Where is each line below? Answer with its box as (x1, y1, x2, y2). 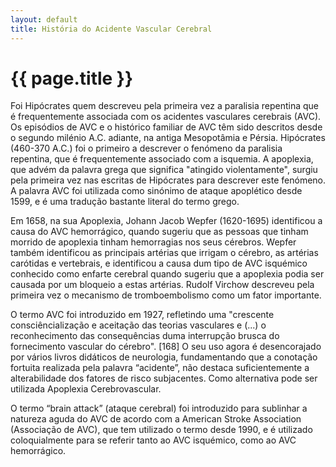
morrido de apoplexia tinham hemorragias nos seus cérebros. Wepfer (10, 236, 297, 248)
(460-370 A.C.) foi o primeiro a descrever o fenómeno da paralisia (10, 142, 283, 155)
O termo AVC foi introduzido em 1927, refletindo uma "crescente (10, 309, 275, 321)
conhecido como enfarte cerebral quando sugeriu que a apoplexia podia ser (10, 268, 325, 280)
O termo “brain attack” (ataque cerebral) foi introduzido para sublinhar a (10, 402, 308, 415)
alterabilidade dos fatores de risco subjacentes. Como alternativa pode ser (10, 372, 318, 385)
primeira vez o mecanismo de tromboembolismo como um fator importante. (10, 289, 322, 301)
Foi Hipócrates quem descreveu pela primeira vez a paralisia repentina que (10, 100, 320, 112)
